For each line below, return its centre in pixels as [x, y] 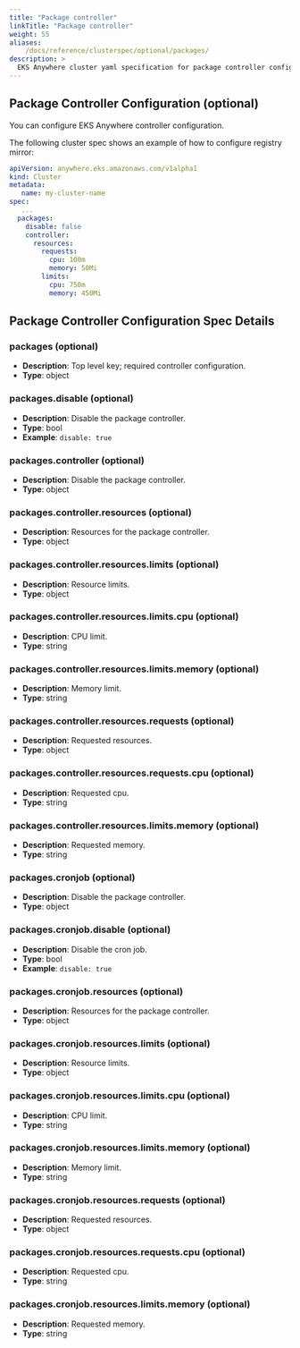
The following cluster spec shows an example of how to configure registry [146, 142]
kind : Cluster [36, 177]
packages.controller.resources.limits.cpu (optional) [124, 616]
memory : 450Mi [75, 293]
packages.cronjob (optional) [72, 877]
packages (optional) [54, 347]
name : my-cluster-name [63, 193]
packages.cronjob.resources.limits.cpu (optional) [120, 1096]
